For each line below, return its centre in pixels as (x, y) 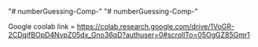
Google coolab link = (42, 26)
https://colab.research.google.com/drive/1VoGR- (155, 26)
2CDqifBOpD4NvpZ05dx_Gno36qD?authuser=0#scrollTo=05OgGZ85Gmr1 (129, 35)
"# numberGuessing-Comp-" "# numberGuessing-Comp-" (103, 11)
